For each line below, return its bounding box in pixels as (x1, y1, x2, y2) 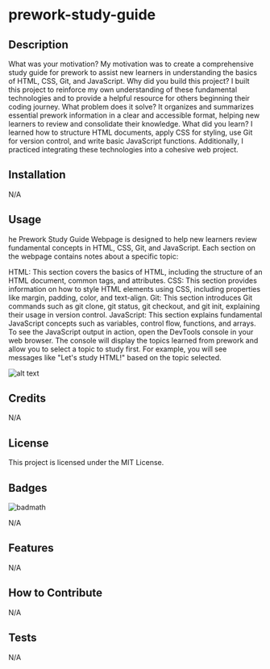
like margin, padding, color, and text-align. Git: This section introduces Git (8, 293, 253, 302)
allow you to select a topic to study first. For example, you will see (8, 344, 227, 354)
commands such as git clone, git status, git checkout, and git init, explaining (8, 301, 260, 311)
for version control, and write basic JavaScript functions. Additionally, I (8, 136, 243, 146)
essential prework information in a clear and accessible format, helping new (8, 110, 260, 120)
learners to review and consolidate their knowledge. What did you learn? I (8, 119, 253, 128)
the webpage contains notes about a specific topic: (8, 251, 179, 261)
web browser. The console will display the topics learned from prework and (8, 335, 259, 345)
